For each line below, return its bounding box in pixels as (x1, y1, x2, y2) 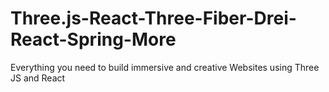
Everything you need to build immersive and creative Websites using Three (10, 61, 320, 73)
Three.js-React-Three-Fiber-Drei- (10, 7, 297, 30)
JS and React (10, 72, 66, 84)
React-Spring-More (10, 28, 177, 51)
